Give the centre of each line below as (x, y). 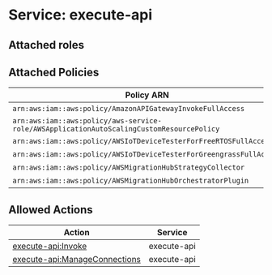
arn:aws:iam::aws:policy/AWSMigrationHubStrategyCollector (129, 168)
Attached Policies (54, 72)
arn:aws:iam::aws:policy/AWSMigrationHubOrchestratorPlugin (131, 181)
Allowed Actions (51, 210)
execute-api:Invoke (50, 247)
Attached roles (47, 45)
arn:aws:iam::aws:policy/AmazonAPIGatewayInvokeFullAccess (129, 109)
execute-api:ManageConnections (77, 260)
